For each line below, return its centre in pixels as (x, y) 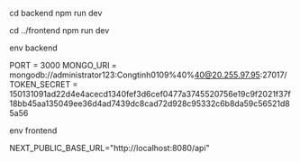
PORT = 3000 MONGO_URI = (63, 65)
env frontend (33, 130)
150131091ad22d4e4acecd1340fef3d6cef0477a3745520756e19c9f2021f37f (150, 94)
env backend (33, 48)
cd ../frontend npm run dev (59, 30)
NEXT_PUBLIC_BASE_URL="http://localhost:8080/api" (109, 148)
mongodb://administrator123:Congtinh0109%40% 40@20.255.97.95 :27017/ (148, 75)
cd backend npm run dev (56, 13)
